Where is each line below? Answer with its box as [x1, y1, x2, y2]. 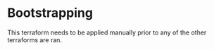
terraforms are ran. [7, 35, 62, 44]
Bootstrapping [7, 5, 94, 21]
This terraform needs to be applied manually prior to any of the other [7, 28, 207, 37]
